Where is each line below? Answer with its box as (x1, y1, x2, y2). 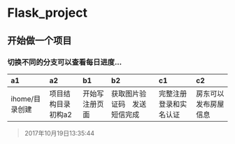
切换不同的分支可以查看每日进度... (7, 57, 122, 67)
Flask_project (7, 5, 88, 21)
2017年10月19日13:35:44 (24, 129, 95, 137)
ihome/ (10, 94, 34, 103)
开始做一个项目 (7, 34, 72, 46)
